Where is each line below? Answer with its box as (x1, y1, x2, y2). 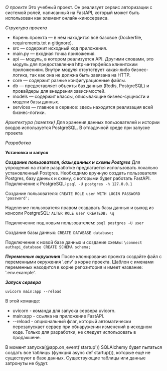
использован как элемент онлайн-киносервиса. (5, 15, 109, 21)
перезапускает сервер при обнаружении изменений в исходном (12, 324, 152, 330)
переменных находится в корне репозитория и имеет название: (5, 264, 143, 270)
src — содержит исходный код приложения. (12, 45, 108, 51)
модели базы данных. (12, 99, 60, 105)
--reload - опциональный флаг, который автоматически (12, 319, 131, 324)
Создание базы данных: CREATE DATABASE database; (5, 229, 114, 235)
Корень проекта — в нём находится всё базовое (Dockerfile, (12, 35, 143, 40)
